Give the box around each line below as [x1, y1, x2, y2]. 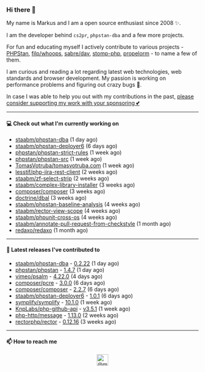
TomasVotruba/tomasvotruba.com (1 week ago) [15, 162, 135, 169]
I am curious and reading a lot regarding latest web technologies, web [6, 68, 182, 76]
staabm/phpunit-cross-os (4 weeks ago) [15, 213, 118, 221]
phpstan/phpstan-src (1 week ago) [15, 155, 103, 162]
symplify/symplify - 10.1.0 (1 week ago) [15, 298, 113, 306]
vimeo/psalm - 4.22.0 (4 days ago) [15, 273, 103, 280]
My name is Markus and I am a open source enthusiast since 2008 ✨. [6, 20, 181, 27]
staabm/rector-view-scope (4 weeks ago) [15, 207, 121, 214]
